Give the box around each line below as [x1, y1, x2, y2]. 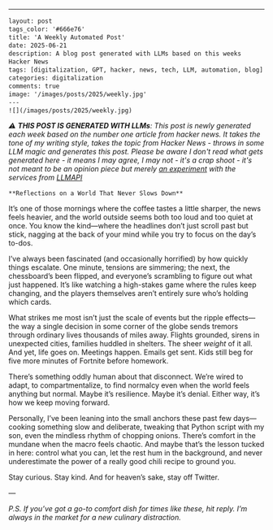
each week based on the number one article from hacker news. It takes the [8, 129, 261, 139]
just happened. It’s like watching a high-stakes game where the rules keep [8, 280, 257, 289]
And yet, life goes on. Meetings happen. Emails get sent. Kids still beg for [8, 347, 253, 357]
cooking [8, 422, 36, 432]
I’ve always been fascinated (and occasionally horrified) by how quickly [8, 254, 249, 263]
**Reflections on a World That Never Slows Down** [8, 189, 184, 198]
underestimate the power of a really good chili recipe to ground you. [8, 457, 236, 466]
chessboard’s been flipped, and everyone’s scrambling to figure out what [8, 272, 253, 280]
